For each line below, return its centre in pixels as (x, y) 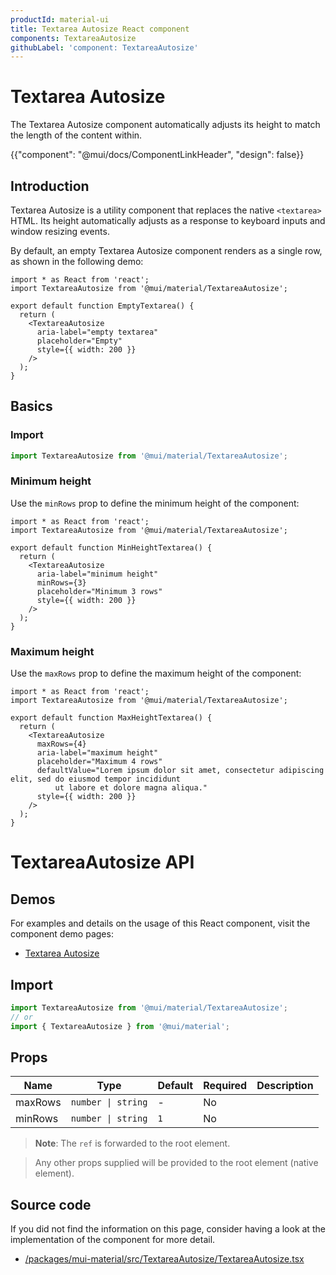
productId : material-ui (60, 19)
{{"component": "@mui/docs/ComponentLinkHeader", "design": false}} (157, 155)
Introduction (50, 186)
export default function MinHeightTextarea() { (111, 547)
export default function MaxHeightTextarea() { (111, 718)
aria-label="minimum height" (97, 574)
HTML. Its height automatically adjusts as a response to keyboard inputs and (168, 220)
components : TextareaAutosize (73, 38)
